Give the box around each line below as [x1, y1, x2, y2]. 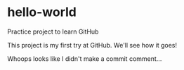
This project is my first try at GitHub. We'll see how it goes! [7, 41, 178, 49]
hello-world [7, 4, 77, 20]
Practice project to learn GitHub [7, 27, 99, 36]
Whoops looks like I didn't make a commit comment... [7, 54, 162, 63]
